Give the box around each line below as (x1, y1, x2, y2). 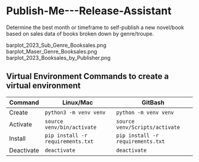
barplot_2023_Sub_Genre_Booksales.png (6, 42, 107, 49)
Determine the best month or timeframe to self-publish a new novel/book (6, 24, 185, 31)
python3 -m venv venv (44, 109, 106, 116)
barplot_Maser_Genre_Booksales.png (6, 47, 98, 55)
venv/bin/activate (44, 123, 97, 131)
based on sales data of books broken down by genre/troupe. (6, 30, 154, 37)
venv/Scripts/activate (116, 123, 181, 131)
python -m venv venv (116, 109, 174, 116)
